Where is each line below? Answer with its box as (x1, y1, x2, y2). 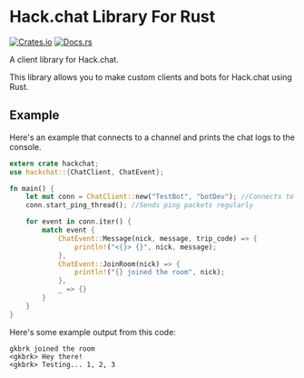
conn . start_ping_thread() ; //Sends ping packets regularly (25, 201, 254, 210)
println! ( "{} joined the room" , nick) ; (74, 268, 225, 277)
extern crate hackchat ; (9, 159, 100, 168)
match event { (42, 225, 95, 234)
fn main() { (9, 184, 54, 193)
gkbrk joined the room (9, 343, 95, 353)
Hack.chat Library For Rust (9, 6, 216, 27)
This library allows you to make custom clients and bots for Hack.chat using (9, 71, 292, 83)
